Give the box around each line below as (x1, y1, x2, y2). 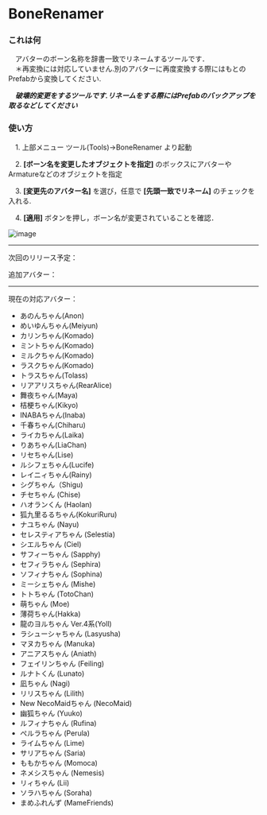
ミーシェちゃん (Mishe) (19, 579, 96, 588)
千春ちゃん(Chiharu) (19, 420, 86, 429)
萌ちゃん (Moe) (19, 599, 70, 608)
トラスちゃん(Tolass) (19, 371, 89, 380)
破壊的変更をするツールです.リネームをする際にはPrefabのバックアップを (15, 91, 256, 100)
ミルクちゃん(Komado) (19, 351, 95, 360)
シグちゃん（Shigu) (19, 479, 83, 489)
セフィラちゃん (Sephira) (19, 559, 102, 569)
